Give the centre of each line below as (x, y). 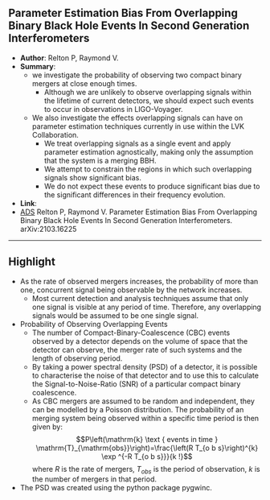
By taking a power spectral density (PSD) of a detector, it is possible (145, 366)
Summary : (38, 66)
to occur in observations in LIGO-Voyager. (113, 109)
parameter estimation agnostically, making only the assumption (149, 151)
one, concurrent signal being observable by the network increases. (131, 290)
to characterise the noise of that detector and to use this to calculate (145, 375)
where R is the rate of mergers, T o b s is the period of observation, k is (146, 470)
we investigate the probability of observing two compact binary (137, 75)
